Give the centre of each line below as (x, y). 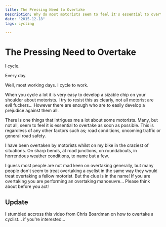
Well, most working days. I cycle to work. (47, 85)
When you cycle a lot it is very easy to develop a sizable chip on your (75, 95)
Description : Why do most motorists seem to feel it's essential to (77, 14)
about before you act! (27, 186)
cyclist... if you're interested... (35, 219)
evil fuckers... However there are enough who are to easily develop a (75, 105)
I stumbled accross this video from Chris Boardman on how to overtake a (80, 214)
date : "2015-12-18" (25, 19)
